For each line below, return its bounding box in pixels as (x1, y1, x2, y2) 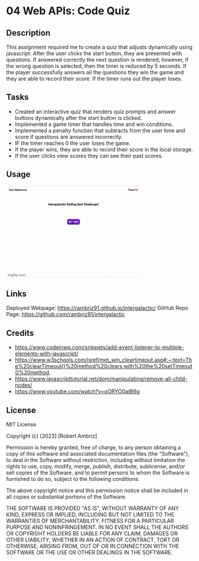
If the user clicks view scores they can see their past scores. (14, 152, 163, 159)
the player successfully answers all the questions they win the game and (6, 69, 184, 75)
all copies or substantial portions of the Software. (6, 493, 127, 500)
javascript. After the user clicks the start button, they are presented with (6, 50, 182, 57)
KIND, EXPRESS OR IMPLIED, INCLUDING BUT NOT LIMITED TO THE (6, 511, 175, 518)
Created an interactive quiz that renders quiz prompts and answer (14, 108, 176, 115)
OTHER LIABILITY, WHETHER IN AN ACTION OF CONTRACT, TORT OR (6, 536, 179, 544)
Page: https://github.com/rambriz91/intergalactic (6, 310, 125, 318)
